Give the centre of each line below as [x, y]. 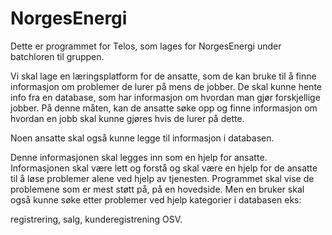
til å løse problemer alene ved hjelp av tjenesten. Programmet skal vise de [162, 178]
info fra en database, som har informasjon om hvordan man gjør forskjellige [165, 97]
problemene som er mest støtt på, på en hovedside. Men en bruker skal [157, 189]
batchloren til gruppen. [57, 56]
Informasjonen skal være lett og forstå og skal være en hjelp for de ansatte [164, 168]
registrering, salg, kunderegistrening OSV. [96, 219]
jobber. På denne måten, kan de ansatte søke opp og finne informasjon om [164, 108]
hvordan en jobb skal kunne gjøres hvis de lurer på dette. [127, 118]
